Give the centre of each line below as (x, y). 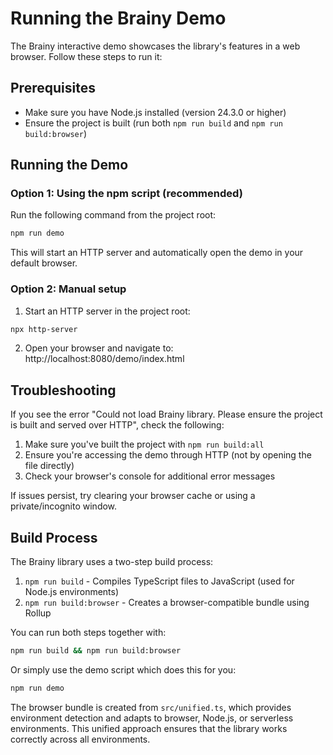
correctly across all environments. (80, 739)
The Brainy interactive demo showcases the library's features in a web (155, 46)
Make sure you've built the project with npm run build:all (144, 444)
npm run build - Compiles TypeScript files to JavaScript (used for (159, 581)
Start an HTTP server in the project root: (107, 311)
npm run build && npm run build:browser (96, 651)
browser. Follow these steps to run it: (86, 56)
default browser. (44, 263)
